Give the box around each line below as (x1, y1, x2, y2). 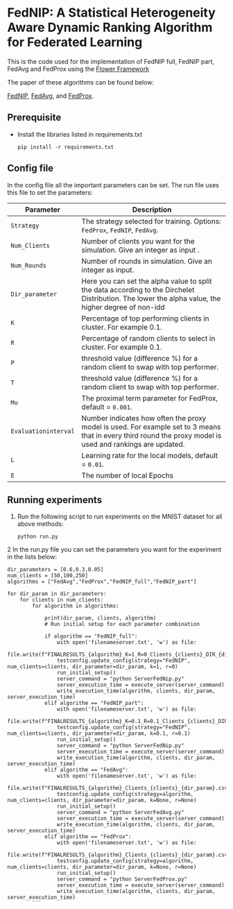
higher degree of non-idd (81, 302, 165, 312)
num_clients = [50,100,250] (7, 572, 89, 579)
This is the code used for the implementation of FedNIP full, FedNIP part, (7, 57, 215, 65)
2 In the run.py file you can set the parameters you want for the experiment (7, 545, 222, 554)
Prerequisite (7, 112, 62, 124)
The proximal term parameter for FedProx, (81, 393, 218, 403)
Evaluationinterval (10, 427, 75, 435)
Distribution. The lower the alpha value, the (81, 294, 221, 303)
